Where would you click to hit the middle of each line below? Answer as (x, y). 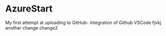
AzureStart (29, 9)
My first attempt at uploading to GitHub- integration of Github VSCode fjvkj (83, 22)
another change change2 (32, 27)
